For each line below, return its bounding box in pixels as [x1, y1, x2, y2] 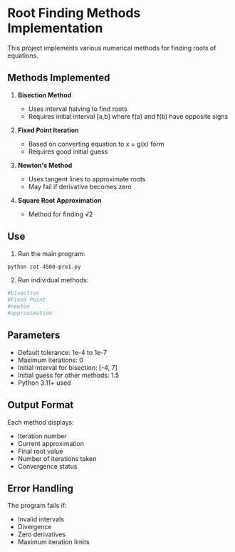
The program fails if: [7, 501, 67, 510]
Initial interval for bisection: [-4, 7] [17, 363, 117, 371]
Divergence [17, 523, 52, 531]
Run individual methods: [17, 276, 89, 285]
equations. [7, 51, 38, 60]
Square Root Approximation [17, 196, 102, 204]
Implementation [7, 20, 103, 36]
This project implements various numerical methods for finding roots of [7, 43, 216, 52]
